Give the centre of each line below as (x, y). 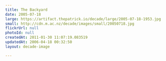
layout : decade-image (28, 47)
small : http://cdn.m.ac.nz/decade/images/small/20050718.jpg (70, 24)
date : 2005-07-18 (23, 14)
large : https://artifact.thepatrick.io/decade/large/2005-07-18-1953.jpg (83, 19)
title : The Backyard (27, 10)
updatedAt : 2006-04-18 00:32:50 (39, 42)
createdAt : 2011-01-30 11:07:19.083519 (46, 38)
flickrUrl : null (22, 28)
